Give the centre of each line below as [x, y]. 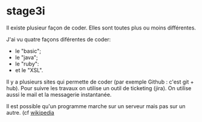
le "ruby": [27, 64]
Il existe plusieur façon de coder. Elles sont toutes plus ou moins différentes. [101, 28]
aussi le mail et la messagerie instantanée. [59, 94]
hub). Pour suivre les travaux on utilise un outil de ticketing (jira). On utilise [99, 88]
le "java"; [26, 57]
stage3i [26, 11]
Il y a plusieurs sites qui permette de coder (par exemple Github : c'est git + [100, 82]
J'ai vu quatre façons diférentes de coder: [59, 39]
